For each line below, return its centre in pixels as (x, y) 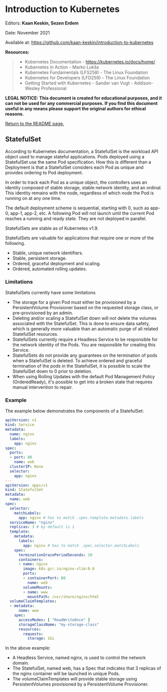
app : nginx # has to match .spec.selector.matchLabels (81, 546)
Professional (54, 88)
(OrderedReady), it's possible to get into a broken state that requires (83, 382)
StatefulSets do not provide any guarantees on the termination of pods (85, 355)
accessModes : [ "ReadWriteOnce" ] (54, 620)
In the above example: (28, 648)
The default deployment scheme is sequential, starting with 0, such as (77, 208)
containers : (31, 560)
